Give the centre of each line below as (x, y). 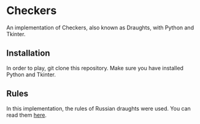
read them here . (27, 115)
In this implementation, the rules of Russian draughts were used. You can (99, 108)
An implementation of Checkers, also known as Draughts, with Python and (100, 27)
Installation (28, 53)
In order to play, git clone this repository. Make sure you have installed (95, 68)
